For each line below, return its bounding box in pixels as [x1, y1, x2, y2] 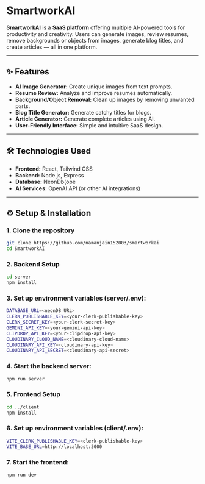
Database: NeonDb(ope [15, 178, 76, 185]
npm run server [6, 375, 45, 382]
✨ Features [6, 66, 49, 77]
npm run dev [6, 472, 37, 478]
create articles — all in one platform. [6, 43, 98, 51]
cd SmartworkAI [6, 246, 45, 252]
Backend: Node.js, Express [15, 171, 84, 179]
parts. [15, 102, 31, 110]
